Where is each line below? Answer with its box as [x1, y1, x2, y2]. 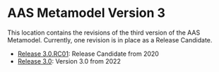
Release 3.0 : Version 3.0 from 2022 [17, 56, 122, 65]
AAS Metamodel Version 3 [7, 5, 166, 21]
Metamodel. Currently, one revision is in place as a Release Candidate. [7, 35, 213, 44]
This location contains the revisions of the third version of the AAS [7, 28, 201, 37]
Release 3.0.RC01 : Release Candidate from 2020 [17, 49, 159, 58]
